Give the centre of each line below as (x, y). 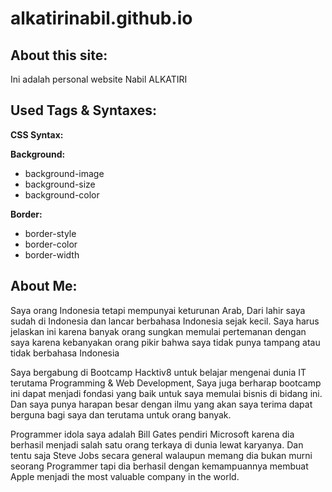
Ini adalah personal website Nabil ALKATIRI (99, 79)
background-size (60, 184)
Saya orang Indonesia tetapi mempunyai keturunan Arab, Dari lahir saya (158, 310)
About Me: (44, 286)
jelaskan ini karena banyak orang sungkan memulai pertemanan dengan (158, 331)
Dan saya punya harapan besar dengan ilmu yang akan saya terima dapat (161, 404)
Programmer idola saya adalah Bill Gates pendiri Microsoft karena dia (152, 434)
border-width (52, 254)
